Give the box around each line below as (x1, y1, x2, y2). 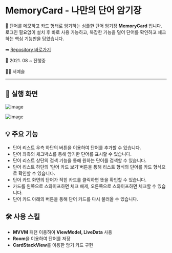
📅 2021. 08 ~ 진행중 (5, 57, 46, 63)
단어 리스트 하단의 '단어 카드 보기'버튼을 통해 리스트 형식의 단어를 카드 (12, 164, 152, 170)
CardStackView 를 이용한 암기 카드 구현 (12, 242, 94, 248)
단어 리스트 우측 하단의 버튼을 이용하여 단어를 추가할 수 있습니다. (12, 144, 141, 151)
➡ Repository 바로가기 (5, 46, 51, 52)
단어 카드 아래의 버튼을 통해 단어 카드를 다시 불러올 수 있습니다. (12, 196, 138, 202)
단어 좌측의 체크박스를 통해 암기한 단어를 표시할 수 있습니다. (12, 151, 132, 157)
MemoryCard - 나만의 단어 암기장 (5, 5, 142, 16)
